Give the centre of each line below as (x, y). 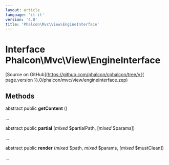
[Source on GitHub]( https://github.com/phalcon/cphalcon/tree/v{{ (75, 75)
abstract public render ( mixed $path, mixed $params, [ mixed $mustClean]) (84, 148)
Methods (20, 96)
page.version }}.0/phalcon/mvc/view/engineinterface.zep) (67, 80)
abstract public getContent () (36, 108)
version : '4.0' (22, 19)
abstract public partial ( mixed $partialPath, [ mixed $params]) (70, 128)
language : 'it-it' (25, 15)
